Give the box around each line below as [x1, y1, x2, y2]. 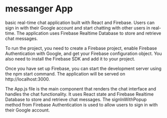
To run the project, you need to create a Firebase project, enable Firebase [5, 45, 157, 51]
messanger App [5, 3, 73, 14]
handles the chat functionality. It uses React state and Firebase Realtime [5, 91, 154, 97]
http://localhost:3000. [5, 76, 50, 82]
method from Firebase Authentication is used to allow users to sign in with [5, 101, 158, 107]
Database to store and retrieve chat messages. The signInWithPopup [5, 96, 147, 102]
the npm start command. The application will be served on [5, 70, 125, 76]
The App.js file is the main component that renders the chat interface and [5, 85, 156, 91]
